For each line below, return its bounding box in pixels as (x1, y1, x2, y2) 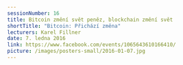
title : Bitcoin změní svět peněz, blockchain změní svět (7, 16, 173, 23)
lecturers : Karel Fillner (7, 28, 81, 36)
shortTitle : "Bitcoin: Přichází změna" (7, 22, 121, 29)
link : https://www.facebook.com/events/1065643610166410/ (7, 41, 176, 48)
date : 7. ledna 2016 (7, 35, 66, 42)
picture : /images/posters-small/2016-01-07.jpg (7, 48, 146, 55)
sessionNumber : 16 (7, 9, 60, 17)
